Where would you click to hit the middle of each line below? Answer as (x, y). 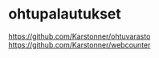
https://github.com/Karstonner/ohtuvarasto (79, 36)
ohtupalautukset (65, 14)
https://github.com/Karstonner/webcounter (79, 44)
